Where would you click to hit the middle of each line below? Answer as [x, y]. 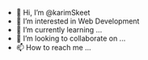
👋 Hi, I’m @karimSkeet [53, 13]
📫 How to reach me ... [53, 47]
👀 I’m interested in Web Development [78, 21]
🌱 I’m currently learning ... [59, 30]
